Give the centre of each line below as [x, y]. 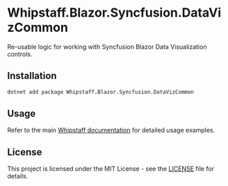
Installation [32, 76]
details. [18, 176]
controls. [20, 54]
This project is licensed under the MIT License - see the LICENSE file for [111, 169]
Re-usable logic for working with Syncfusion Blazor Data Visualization [107, 46]
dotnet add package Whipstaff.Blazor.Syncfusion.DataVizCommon [101, 92]
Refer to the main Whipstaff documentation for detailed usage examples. [111, 130]
